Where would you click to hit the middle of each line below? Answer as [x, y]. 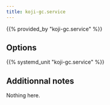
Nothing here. [23, 95]
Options [22, 48]
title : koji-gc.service [36, 12]
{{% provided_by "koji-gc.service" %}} [54, 29]
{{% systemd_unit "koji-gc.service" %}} [56, 62]
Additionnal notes [40, 81]
